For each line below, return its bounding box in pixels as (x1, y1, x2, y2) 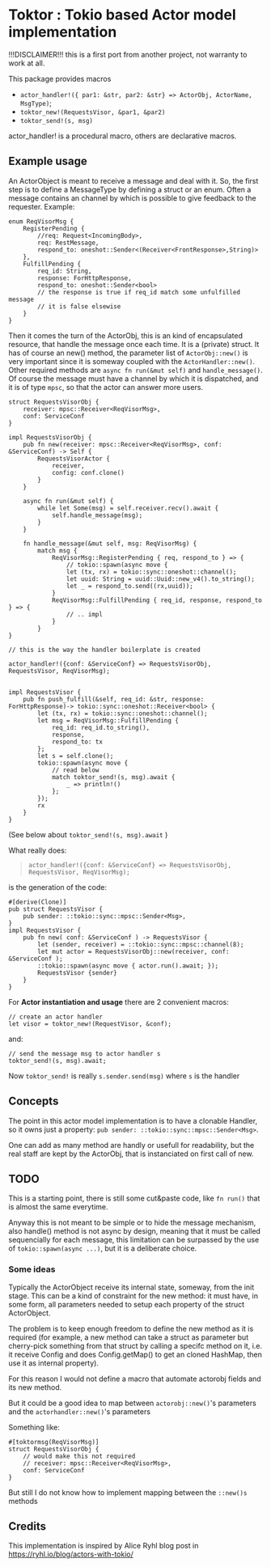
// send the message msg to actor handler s (8, 1049, 161, 1057)
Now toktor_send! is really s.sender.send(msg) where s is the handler (8, 1070, 240, 1081)
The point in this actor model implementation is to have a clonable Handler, (8, 1116, 257, 1125)
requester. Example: (8, 201, 75, 211)
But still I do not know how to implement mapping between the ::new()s (8, 1487, 248, 1497)
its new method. (8, 1382, 62, 1392)
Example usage (8, 155, 87, 168)
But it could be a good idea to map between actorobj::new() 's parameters (8, 1398, 256, 1408)
